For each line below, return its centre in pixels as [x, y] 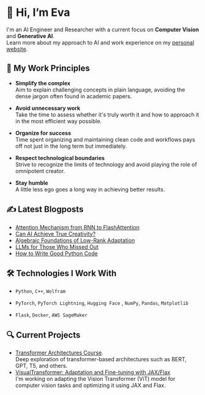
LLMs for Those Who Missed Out [57, 247]
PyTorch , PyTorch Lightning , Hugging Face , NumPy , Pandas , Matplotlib [102, 303]
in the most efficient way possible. [58, 121]
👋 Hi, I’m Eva [38, 13]
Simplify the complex [43, 83]
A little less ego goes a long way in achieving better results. [90, 189]
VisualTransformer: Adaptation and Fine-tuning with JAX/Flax [93, 372]
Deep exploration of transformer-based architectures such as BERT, [101, 359]
